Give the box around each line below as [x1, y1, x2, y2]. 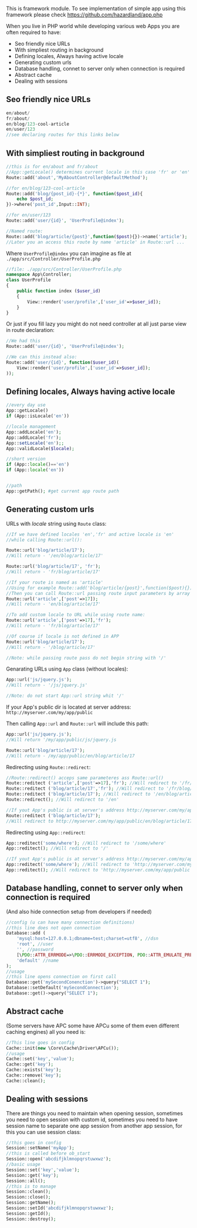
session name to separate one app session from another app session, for [6, 1122, 183, 1129]
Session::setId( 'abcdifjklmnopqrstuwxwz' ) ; [6, 1205, 114, 1211]
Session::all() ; [6, 1178, 46, 1184]
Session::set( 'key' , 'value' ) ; [6, 1167, 80, 1173]
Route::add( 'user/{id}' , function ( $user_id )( [6, 360, 119, 366]
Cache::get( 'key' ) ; [6, 1061, 54, 1067]
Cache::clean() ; [6, 1078, 46, 1084]
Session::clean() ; [6, 1189, 51, 1195]
